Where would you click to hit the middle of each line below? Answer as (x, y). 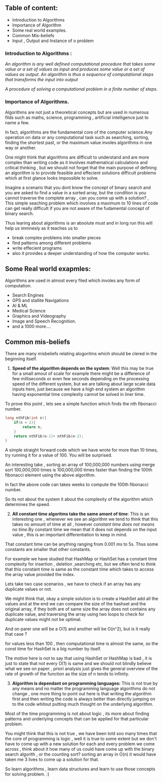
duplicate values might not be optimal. (43, 620)
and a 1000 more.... (31, 326)
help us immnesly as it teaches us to (41, 228)
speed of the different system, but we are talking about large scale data (84, 384)
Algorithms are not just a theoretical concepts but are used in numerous (77, 113)
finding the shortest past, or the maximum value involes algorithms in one (79, 143)
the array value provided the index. (40, 575)
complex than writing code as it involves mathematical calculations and (76, 162)
